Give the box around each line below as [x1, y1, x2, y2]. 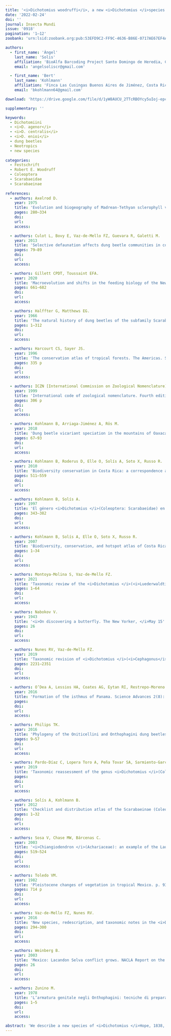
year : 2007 [14, 539, 38, 544]
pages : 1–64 [14, 586, 40, 591]
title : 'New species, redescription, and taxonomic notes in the [14, 920, 156, 925]
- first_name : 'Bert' [10, 73, 56, 78]
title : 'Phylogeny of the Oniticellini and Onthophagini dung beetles [14, 732, 167, 737]
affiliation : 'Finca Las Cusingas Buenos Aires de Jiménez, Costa [14, 83, 158, 88]
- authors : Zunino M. [10, 986, 56, 991]
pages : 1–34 [14, 548, 40, 553]
